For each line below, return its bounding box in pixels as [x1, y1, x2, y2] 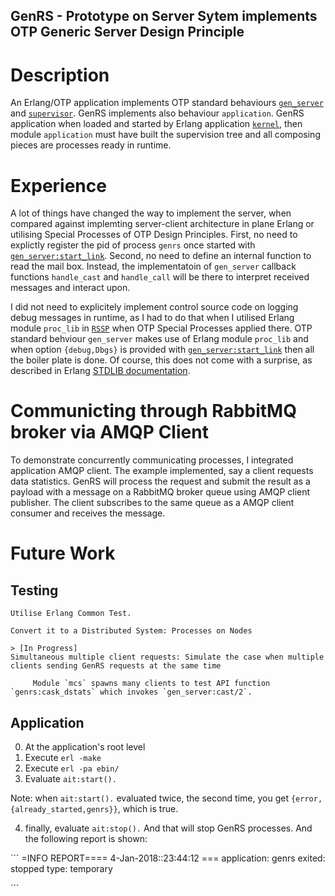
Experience [10, 174, 107, 197]
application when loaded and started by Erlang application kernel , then [10, 118, 303, 130]
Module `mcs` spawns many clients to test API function [32, 679, 271, 689]
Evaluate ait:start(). [24, 773, 117, 785]
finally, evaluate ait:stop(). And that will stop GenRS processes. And [24, 822, 313, 834]
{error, [290, 794, 323, 804]
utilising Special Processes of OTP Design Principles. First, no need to [10, 229, 298, 241]
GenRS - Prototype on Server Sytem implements [10, 8, 318, 25]
